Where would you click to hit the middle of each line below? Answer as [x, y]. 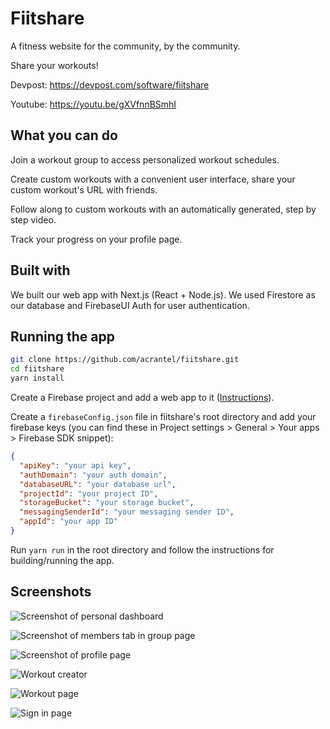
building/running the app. [62, 560]
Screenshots [51, 592]
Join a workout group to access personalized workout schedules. [145, 159]
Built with [40, 270]
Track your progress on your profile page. [96, 239]
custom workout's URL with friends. [84, 189]
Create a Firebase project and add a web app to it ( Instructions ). [142, 397]
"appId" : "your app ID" [68, 522]
